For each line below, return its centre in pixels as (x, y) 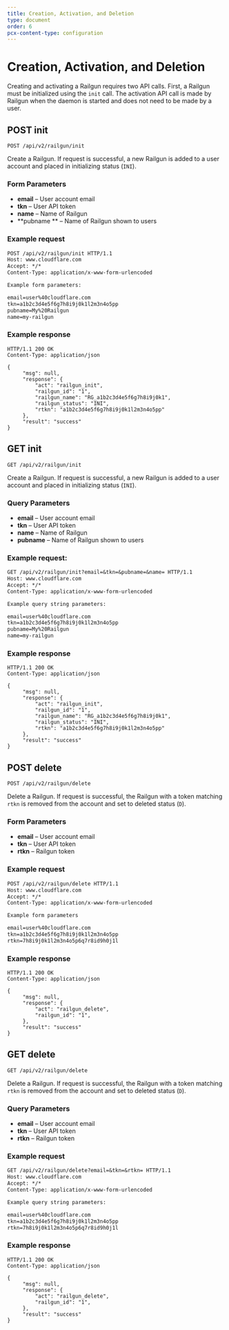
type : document (29, 20)
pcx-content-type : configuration (55, 33)
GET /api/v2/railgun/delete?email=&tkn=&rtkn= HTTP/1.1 (89, 1171)
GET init (24, 449)
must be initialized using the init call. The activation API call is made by (109, 93)
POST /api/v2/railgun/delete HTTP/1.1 (63, 884)
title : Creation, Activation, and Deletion (71, 13)
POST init (28, 130)
